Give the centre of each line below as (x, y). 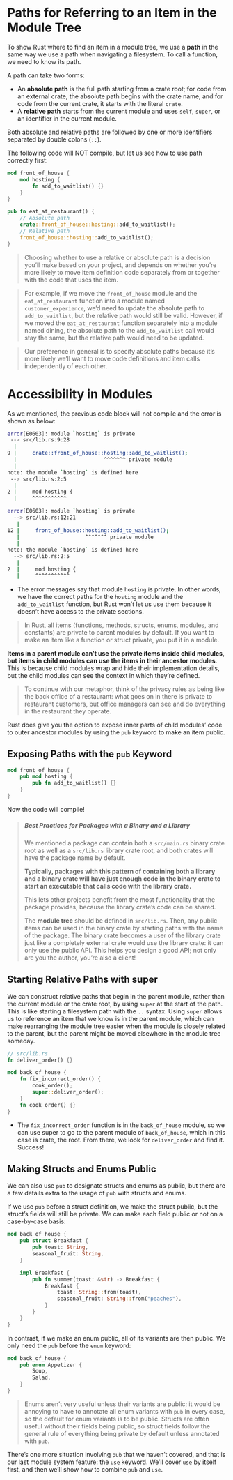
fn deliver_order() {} (40, 1060)
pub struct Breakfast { (54, 1241)
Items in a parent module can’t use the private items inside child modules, (116, 653)
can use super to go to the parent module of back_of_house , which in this (121, 1132)
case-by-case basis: (37, 1221)
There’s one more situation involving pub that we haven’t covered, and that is (116, 1454)
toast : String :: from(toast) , (99, 1292)
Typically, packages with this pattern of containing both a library (120, 871)
